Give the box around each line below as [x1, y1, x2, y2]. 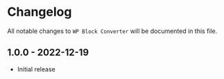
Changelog [7, 4, 72, 20]
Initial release [17, 65, 55, 73]
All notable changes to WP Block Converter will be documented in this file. [7, 27, 218, 35]
